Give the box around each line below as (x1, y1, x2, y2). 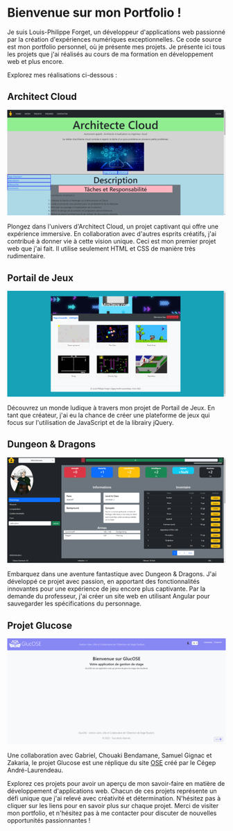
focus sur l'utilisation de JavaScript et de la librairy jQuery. (7, 418, 174, 426)
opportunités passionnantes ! (7, 816, 91, 825)
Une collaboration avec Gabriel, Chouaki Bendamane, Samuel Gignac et (7, 751, 212, 759)
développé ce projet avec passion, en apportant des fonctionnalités (7, 578, 200, 586)
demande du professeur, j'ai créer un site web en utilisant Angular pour (7, 592, 210, 601)
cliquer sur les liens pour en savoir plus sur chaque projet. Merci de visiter (7, 802, 219, 810)
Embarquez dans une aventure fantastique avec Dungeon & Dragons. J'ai (7, 570, 217, 578)
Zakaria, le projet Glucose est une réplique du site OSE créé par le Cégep (7, 759, 216, 767)
